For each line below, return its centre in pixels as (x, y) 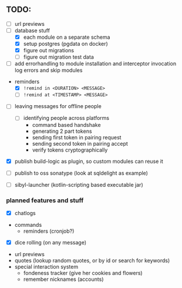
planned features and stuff (45, 200)
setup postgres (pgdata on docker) (66, 44)
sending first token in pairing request (77, 137)
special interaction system (46, 267)
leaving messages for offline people (58, 106)
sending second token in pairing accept (80, 143)
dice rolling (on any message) (50, 243)
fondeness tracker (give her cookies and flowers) (83, 273)
